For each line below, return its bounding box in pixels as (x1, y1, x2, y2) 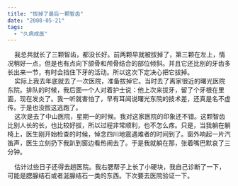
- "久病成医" (13, 30, 48, 37)
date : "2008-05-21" (7, 17, 65, 24)
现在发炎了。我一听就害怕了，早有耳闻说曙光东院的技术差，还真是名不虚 (19, 95, 231, 103)
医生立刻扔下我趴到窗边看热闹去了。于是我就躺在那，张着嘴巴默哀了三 (25, 139, 231, 147)
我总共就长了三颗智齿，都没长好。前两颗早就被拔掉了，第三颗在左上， (13, 50, 220, 59)
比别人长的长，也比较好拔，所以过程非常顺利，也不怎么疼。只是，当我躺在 (7, 121, 225, 129)
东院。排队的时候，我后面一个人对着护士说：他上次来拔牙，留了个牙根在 (7, 86, 218, 94)
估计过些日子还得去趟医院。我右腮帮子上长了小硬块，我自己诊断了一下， (13, 163, 225, 171)
